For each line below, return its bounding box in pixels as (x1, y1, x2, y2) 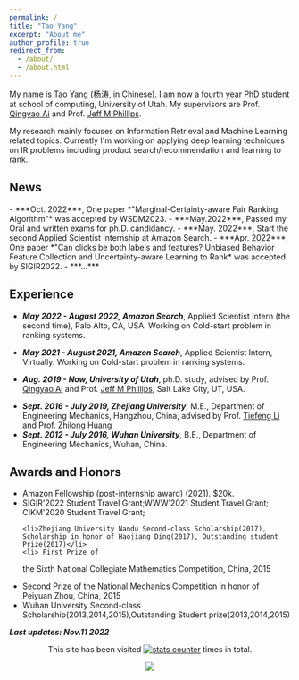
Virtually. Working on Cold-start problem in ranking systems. (21, 356, 245, 367)
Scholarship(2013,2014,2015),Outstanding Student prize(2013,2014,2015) (21, 609, 291, 620)
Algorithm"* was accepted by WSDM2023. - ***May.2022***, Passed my (9, 213, 287, 224)
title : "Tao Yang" (9, 21, 78, 30)
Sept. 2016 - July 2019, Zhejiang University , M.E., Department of (21, 400, 265, 412)
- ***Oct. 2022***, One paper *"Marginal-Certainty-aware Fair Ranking (9, 203, 278, 215)
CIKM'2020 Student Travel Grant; (21, 507, 145, 518)
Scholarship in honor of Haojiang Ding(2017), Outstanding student (21, 532, 278, 541)
